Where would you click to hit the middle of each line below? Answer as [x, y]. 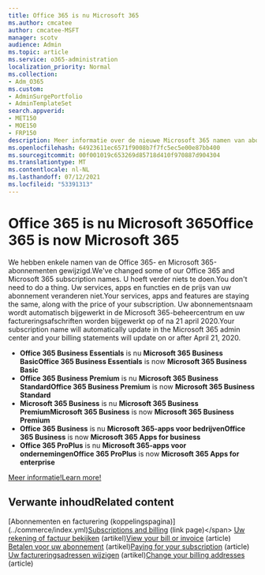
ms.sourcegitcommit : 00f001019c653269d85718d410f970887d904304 [114, 155]
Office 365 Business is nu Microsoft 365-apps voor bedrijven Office [132, 428]
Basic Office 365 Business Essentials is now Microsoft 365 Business [133, 361]
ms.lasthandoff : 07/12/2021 [54, 177]
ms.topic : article [38, 52]
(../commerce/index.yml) [48, 529]
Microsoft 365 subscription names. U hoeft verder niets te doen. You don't [128, 279]
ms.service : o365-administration [63, 60]
